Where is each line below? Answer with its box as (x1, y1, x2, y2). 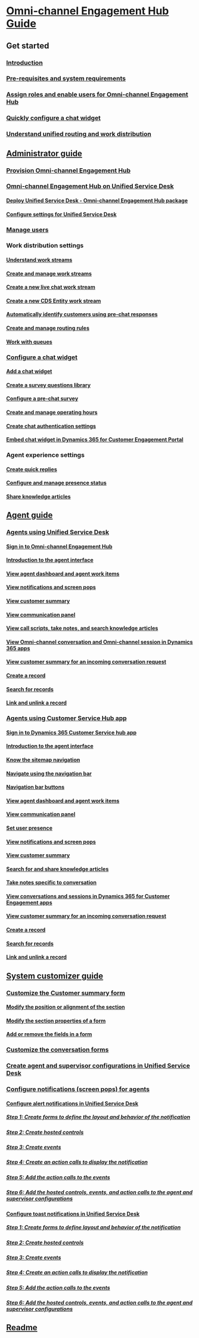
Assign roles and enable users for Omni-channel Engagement (6, 91, 189, 99)
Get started (6, 41, 49, 51)
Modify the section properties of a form (6, 1017, 106, 1024)
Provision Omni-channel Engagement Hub (6, 166, 131, 174)
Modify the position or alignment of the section (6, 1003, 125, 1011)
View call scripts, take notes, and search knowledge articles (6, 625, 158, 632)
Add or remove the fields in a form (6, 1031, 92, 1038)
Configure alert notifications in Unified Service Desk (6, 1099, 139, 1107)
